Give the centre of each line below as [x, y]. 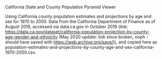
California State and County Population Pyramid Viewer [61, 7]
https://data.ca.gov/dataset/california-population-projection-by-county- [77, 32]
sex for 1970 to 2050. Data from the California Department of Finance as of [80, 22]
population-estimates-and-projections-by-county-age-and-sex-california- [80, 47]
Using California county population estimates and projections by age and [78, 16]
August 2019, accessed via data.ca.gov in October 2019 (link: [67, 27]
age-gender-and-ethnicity [31, 37]
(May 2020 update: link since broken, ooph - [103, 37]
